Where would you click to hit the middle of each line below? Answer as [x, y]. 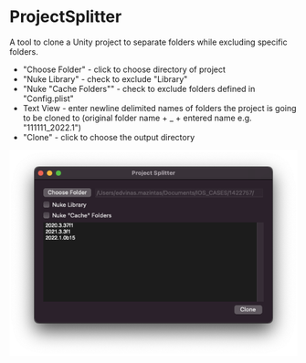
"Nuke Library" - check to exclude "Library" [105, 78]
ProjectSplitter [66, 17]
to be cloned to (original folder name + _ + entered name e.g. [137, 118]
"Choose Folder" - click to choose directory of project [124, 69]
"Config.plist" [48, 99]
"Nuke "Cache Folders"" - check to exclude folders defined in [139, 88]
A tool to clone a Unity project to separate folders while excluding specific [148, 42]
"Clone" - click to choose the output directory [109, 137]
